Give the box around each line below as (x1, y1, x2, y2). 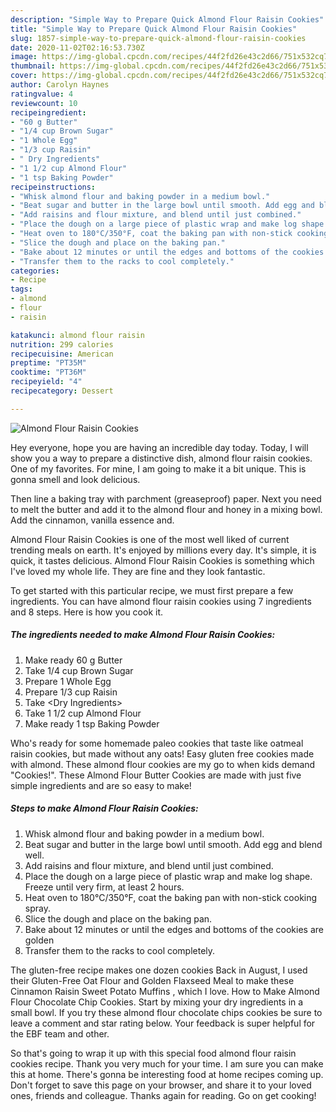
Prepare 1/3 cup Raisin (24, 686, 118, 698)
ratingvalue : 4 (10, 89, 74, 99)
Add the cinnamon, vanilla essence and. (10, 514, 175, 526)
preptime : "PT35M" (10, 358, 87, 368)
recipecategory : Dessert (10, 386, 114, 396)
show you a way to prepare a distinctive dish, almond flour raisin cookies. (10, 452, 313, 464)
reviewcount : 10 (10, 98, 78, 108)
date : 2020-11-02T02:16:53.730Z (10, 42, 145, 53)
